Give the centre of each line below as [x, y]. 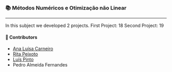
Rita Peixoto [25, 54]
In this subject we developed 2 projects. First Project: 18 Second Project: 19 [85, 26]
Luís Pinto [23, 59]
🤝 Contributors [21, 37]
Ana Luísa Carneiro [33, 48]
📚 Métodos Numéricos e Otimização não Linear [66, 8]
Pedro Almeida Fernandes [40, 64]
